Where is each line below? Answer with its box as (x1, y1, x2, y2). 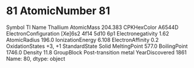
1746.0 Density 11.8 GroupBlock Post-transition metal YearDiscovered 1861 (6, 48, 187, 56)
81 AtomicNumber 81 (6, 4, 111, 18)
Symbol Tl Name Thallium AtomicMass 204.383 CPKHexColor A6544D (6, 24, 179, 31)
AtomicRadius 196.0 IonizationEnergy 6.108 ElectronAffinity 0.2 (6, 36, 159, 43)
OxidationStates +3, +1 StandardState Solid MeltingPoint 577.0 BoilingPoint (6, 43, 188, 50)
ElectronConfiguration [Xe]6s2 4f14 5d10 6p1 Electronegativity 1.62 (6, 30, 170, 37)
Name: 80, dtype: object (6, 55, 66, 62)
